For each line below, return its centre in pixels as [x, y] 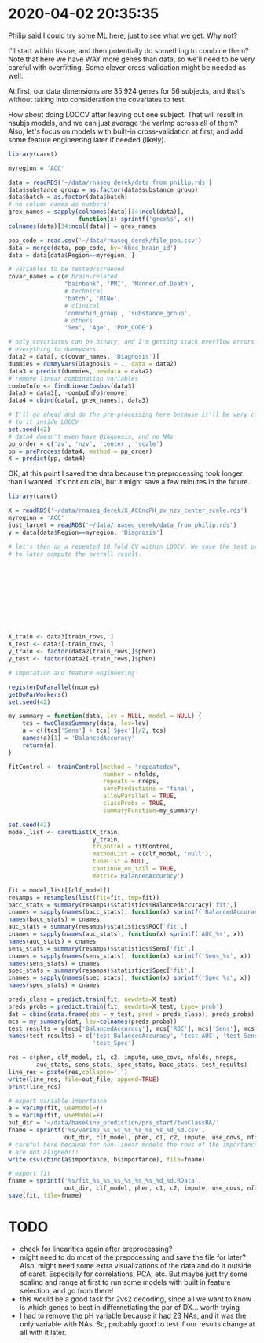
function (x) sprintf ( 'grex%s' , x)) [136, 219]
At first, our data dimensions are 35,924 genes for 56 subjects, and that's [127, 90]
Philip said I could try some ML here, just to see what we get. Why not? [123, 35]
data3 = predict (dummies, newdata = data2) [81, 371]
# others [78, 320]
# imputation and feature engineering [71, 673]
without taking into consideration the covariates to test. [97, 99]
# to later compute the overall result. [75, 554]
